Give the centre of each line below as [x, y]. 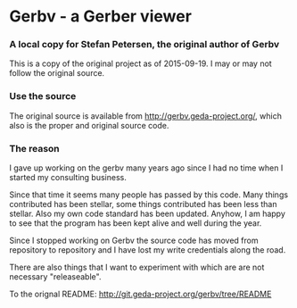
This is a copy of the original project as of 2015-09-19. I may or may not [140, 63]
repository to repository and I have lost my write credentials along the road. [148, 250]
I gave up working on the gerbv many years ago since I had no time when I [146, 168]
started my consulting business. [68, 178]
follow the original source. [57, 73]
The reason [34, 148]
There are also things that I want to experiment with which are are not [137, 267]
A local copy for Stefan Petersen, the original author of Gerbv [144, 45]
